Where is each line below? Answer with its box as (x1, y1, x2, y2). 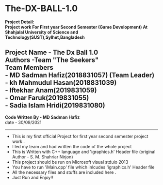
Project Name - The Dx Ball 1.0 (5, 48, 98, 57)
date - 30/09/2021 (5, 119, 42, 125)
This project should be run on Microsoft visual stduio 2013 (12, 159, 129, 165)
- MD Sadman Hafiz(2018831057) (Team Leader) (5, 71, 155, 79)
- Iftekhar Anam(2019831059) (5, 86, 97, 94)
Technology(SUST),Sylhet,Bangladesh (5, 34, 85, 40)
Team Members (5, 63, 53, 72)
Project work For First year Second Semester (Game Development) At (5, 24, 148, 30)
